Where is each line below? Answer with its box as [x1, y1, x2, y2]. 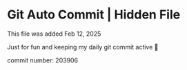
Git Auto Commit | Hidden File [7, 7, 181, 23]
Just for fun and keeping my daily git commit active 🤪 [7, 43, 159, 51]
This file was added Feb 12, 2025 [7, 30, 101, 38]
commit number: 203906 [7, 56, 78, 65]
